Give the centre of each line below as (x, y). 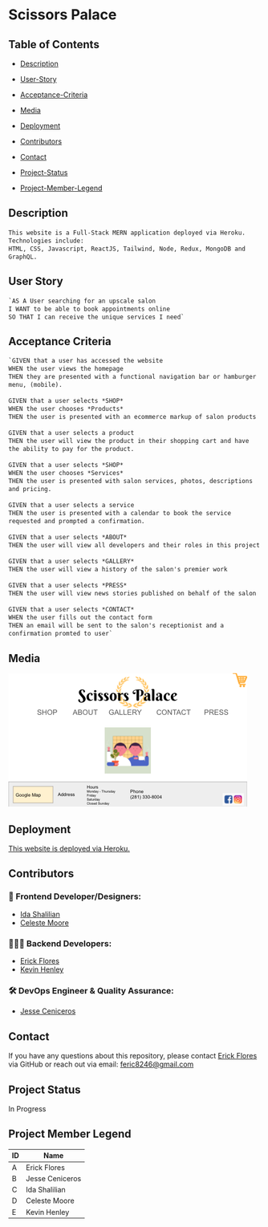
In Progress (27, 1108)
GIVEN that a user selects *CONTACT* (71, 610)
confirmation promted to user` (61, 634)
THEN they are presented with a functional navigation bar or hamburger (132, 377)
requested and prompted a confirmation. (77, 522)
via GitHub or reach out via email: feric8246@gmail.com (101, 1064)
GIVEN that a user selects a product (71, 433)
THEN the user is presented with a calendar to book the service (120, 514)
